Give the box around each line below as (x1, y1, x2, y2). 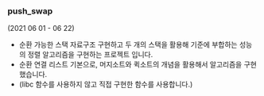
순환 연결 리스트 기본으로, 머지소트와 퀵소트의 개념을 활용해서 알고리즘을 (18, 60, 243, 69)
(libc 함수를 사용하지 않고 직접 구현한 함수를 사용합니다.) (18, 79, 193, 89)
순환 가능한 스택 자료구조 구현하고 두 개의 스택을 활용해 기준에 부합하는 (18, 40, 238, 49)
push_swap (7, 6, 53, 17)
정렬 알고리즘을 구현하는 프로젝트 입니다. (27, 50, 153, 60)
